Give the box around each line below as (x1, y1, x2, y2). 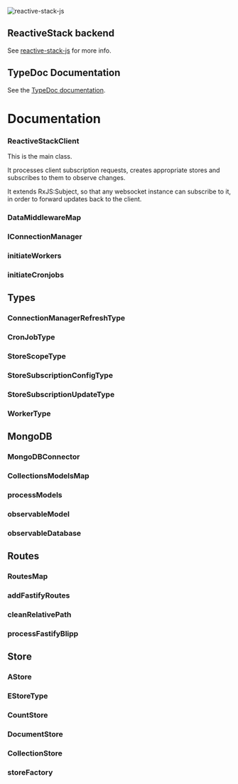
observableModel (7, 509, 70, 519)
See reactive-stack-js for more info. (7, 46, 112, 55)
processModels (7, 489, 63, 499)
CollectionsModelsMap (7, 470, 90, 480)
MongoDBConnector (7, 452, 80, 462)
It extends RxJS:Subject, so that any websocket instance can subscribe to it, (7, 187, 232, 196)
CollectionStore (7, 748, 63, 758)
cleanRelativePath (7, 609, 72, 619)
